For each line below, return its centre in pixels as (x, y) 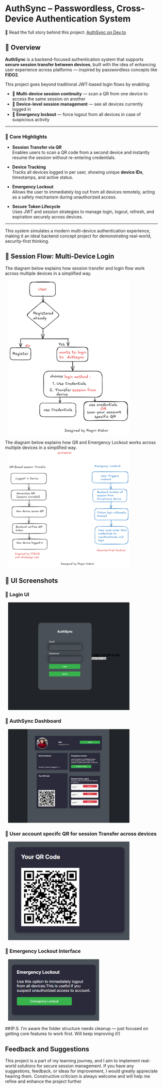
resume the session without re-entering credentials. (64, 158)
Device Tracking (29, 167)
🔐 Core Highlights (26, 137)
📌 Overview (23, 47)
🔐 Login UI (17, 594)
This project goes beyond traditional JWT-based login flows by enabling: (78, 84)
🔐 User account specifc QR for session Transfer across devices (81, 834)
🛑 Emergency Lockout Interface (43, 951)
